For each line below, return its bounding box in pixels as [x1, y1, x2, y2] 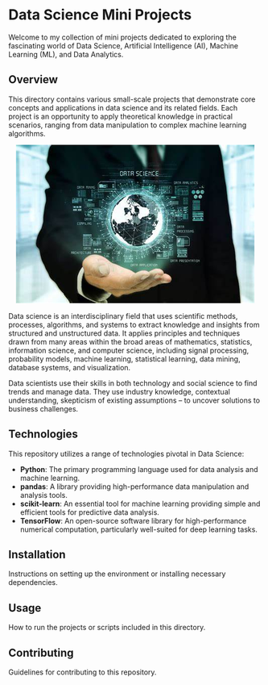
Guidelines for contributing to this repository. [8, 667, 157, 677]
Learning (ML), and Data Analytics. [8, 49, 124, 59]
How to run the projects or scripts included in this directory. [8, 623, 206, 633]
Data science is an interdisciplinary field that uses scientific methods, [8, 311, 238, 320]
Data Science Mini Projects [8, 6, 192, 24]
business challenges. [8, 403, 79, 413]
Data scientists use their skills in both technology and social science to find [8, 378, 258, 388]
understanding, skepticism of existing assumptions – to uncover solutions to [8, 395, 260, 405]
